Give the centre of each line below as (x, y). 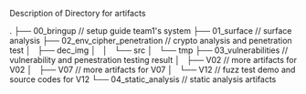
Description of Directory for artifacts (78, 13)
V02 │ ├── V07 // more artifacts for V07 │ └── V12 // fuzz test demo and (153, 69)
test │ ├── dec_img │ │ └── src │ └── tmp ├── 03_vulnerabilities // (149, 50)
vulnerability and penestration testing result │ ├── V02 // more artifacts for (153, 60)
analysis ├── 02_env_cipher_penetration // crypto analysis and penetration (151, 41)
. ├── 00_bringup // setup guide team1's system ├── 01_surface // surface (151, 31)
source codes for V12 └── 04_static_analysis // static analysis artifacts (143, 79)
